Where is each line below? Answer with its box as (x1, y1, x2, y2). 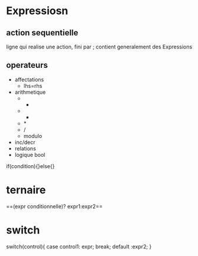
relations (14, 145, 37, 152)
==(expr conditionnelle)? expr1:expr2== (6, 202, 103, 210)
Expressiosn (6, 4, 69, 18)
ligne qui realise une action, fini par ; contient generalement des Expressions (6, 43, 193, 50)
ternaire (6, 183, 46, 196)
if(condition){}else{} (6, 162, 55, 169)
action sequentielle (6, 28, 79, 38)
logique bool (14, 151, 46, 158)
